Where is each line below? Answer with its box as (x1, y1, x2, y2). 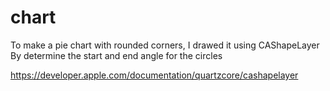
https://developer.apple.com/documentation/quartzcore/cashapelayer (10, 69, 299, 81)
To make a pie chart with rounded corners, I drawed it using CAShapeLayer (10, 39, 320, 51)
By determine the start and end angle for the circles (10, 49, 223, 61)
